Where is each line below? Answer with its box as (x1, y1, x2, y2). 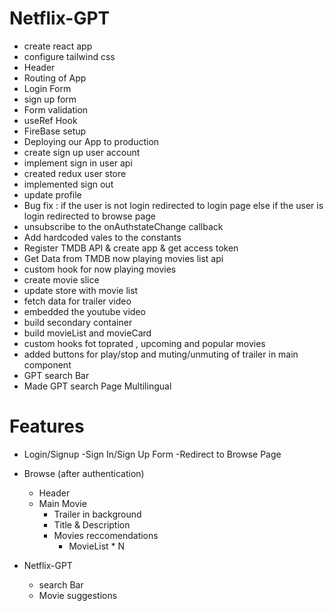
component (23, 358, 72, 371)
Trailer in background (53, 508, 142, 520)
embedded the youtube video (23, 305, 146, 317)
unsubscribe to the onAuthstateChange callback (23, 220, 224, 232)
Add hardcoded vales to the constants (23, 231, 182, 243)
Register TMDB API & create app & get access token (23, 242, 239, 254)
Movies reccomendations (53, 529, 159, 541)
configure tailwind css (23, 50, 116, 62)
